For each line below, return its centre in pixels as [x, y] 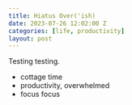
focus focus [40, 94]
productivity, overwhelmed [65, 86]
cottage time [41, 77]
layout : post [30, 38]
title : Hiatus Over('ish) [52, 16]
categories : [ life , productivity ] [67, 31]
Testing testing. [34, 61]
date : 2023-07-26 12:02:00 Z [57, 23]
